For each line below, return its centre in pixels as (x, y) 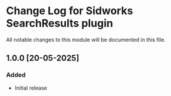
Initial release (31, 88)
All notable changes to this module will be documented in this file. (86, 39)
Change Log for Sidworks (70, 11)
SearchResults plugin (60, 23)
